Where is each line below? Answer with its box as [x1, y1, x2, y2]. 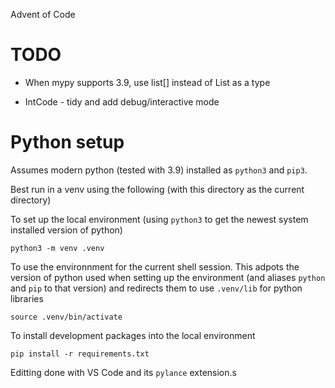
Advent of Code [10, 9, 76, 20]
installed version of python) [10, 224, 123, 236]
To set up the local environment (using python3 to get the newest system [10, 213, 309, 225]
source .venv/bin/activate [10, 312, 123, 322]
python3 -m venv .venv [10, 243, 105, 253]
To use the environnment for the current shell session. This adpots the [10, 260, 300, 273]
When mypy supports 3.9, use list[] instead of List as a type [24, 76, 271, 88]
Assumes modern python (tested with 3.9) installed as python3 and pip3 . [10, 164, 308, 176]
